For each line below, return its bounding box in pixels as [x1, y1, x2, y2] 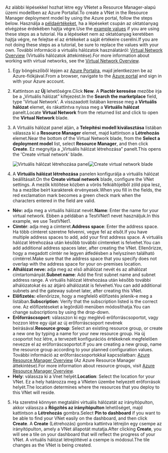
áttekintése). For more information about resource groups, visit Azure [12, 363, 155, 368]
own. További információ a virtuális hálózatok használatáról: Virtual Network [5, 47, 163, 53]
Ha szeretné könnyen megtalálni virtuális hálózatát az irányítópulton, [12, 399, 154, 405]
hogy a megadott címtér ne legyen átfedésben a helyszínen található [12, 250, 155, 256]
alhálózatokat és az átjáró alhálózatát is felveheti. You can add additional [12, 282, 162, 288]
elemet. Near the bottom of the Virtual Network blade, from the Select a [12, 136, 160, 141]
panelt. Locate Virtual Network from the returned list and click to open [12, 109, 158, 115]
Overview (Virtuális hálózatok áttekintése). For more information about [5, 52, 150, 58]
